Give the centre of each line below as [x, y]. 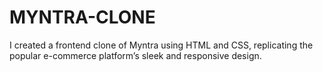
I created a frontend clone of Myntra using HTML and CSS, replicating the [161, 45]
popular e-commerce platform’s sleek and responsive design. [135, 55]
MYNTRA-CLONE [82, 17]
